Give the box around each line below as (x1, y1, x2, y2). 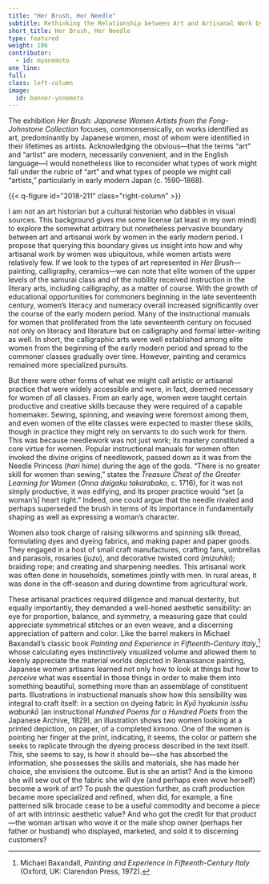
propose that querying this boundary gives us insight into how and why (8, 241, 243, 251)
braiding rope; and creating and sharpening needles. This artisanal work (8, 562, 247, 572)
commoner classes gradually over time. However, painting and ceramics (8, 352, 247, 361)
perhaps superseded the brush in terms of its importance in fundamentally (8, 503, 255, 514)
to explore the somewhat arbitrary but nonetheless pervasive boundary (8, 224, 243, 234)
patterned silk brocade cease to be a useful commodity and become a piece (8, 800, 260, 810)
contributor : (8, 49, 52, 57)
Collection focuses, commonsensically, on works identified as (45, 124, 249, 134)
